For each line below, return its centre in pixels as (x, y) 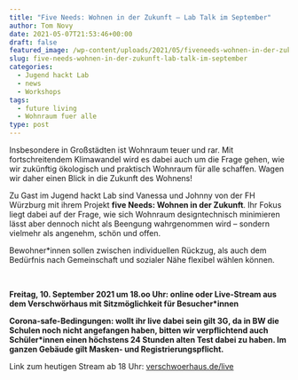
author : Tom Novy (41, 26)
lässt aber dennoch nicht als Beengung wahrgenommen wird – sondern (140, 224)
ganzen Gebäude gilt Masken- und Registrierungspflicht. (117, 349)
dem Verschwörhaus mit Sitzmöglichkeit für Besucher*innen (124, 304)
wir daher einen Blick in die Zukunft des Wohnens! (101, 178)
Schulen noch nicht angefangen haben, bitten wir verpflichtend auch (139, 330)
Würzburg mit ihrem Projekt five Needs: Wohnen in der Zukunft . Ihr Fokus (145, 205)
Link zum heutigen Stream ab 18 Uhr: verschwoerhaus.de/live (122, 366)
